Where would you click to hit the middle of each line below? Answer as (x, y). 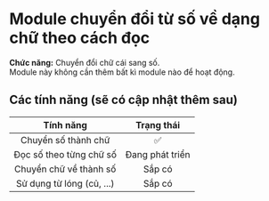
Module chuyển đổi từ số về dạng (135, 19)
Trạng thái (158, 125)
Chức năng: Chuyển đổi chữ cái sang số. (85, 62)
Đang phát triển (158, 154)
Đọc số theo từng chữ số (65, 154)
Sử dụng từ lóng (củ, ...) (65, 183)
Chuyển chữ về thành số (65, 169)
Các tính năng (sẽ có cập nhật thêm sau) (123, 100)
